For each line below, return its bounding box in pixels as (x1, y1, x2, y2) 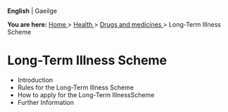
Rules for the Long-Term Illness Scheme (17, 83, 134, 92)
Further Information (17, 98, 75, 106)
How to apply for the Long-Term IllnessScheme (17, 90, 155, 99)
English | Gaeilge (7, 7, 58, 15)
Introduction (17, 75, 53, 84)
